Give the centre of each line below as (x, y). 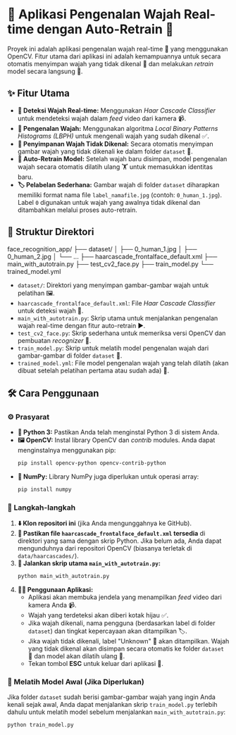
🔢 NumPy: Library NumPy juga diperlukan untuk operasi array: (108, 477)
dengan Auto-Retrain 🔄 (105, 29)
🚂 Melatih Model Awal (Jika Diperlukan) (76, 682)
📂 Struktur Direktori (51, 232)
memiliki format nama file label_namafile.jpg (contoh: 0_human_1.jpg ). (119, 195)
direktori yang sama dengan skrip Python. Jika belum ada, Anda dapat (119, 541)
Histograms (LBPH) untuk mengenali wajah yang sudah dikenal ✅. (113, 136)
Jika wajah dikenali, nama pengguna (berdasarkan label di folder (122, 623)
